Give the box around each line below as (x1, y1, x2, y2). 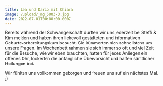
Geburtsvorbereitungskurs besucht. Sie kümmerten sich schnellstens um (5, 40, 152, 46)
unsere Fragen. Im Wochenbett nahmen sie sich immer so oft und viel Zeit (5, 45, 154, 51)
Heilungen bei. (5, 61, 35, 66)
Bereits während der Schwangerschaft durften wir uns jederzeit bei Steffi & (5, 30, 157, 36)
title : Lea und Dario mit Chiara (5, 7, 73, 12)
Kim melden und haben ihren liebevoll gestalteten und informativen (5, 35, 140, 41)
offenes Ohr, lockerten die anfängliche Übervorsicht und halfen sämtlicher (5, 56, 155, 62)
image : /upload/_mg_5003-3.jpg (5, 12, 69, 17)
